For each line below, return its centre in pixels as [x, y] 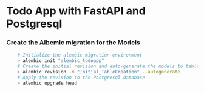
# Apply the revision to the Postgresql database [81, 77]
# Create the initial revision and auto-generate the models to [100, 66]
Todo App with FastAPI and [76, 11]
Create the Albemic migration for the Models [73, 43]
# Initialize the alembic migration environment [80, 55]
